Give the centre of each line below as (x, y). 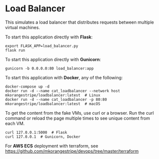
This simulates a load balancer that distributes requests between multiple (79, 22)
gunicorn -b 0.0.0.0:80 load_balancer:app (49, 68)
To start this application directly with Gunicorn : (53, 59)
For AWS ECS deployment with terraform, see (52, 146)
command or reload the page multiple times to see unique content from (78, 118)
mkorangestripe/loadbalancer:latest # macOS (53, 104)
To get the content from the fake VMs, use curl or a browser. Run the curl (79, 113)
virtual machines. (23, 27)
